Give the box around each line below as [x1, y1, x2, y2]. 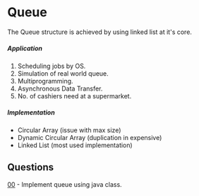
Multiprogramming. [17, 76, 73, 85]
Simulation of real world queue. [17, 69, 109, 78]
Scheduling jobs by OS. [17, 62, 86, 70]
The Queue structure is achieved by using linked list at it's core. [7, 28, 193, 36]
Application [7, 44, 43, 52]
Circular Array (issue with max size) [17, 125, 121, 134]
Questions [7, 161, 54, 173]
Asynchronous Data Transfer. [17, 84, 103, 93]
